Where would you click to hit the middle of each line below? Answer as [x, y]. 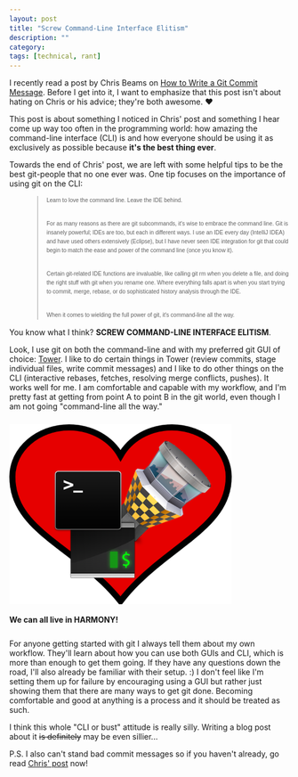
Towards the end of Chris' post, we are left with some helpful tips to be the [146, 165]
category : [28, 47]
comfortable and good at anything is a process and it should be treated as [145, 700]
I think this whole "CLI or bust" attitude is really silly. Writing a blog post [140, 727]
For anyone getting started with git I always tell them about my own [132, 644]
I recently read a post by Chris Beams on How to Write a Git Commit [133, 83]
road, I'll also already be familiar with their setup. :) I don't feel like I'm [137, 672]
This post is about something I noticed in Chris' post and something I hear [145, 119]
